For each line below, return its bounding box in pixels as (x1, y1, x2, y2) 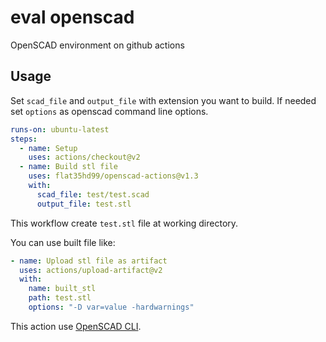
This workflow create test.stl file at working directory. (10, 217, 239, 229)
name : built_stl (28, 284, 97, 294)
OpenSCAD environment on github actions (10, 39, 185, 51)
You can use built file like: (10, 236, 116, 248)
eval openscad (10, 6, 135, 29)
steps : (10, 134, 38, 144)
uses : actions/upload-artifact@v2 (19, 265, 163, 275)
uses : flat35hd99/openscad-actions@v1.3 (28, 171, 199, 181)
